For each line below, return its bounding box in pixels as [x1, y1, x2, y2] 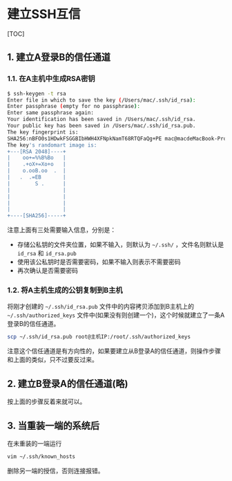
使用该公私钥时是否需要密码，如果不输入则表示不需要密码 [17, 257, 181, 266]
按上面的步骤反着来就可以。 [7, 397, 86, 406]
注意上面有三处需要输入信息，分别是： [7, 226, 116, 234]
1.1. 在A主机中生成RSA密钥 [7, 74, 95, 84]
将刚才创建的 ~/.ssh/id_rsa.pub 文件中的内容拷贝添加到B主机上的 [7, 302, 195, 311]
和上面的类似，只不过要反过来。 [7, 356, 98, 364]
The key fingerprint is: [7, 129, 79, 136]
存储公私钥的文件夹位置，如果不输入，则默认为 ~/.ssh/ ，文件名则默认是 [17, 240, 224, 249]
